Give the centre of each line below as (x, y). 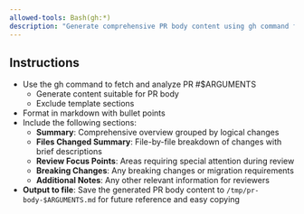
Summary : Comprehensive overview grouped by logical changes (157, 133)
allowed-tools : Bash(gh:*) (60, 18)
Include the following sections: (80, 123)
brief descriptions (69, 152)
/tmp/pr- (242, 191)
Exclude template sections (85, 104)
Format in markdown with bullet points (94, 113)
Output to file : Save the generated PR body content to (123, 190)
